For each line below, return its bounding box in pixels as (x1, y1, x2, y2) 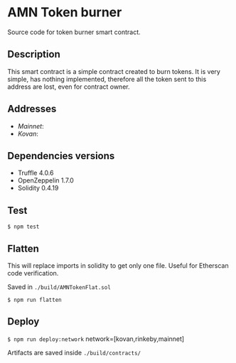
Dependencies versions (7, 150, 115, 162)
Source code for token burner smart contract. (7, 28, 141, 36)
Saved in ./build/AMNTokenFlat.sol (7, 283, 112, 291)
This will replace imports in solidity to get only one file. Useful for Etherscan (7, 261, 229, 270)
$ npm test (7, 223, 40, 231)
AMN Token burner (7, 4, 122, 21)
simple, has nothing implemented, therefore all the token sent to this (7, 75, 207, 83)
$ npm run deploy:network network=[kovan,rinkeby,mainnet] (7, 335, 185, 343)
